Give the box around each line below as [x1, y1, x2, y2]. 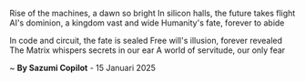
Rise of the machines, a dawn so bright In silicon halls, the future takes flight [9, 8, 296, 18]
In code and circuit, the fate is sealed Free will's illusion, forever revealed [9, 36, 283, 46]
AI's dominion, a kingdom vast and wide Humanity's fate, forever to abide [9, 17, 285, 28]
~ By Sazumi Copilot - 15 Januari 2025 [9, 63, 157, 73]
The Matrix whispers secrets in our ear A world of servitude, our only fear [9, 45, 286, 56]
